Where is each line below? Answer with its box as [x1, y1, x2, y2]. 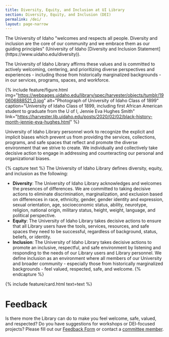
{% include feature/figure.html [5, 87, 68, 93]
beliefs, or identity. [12, 234, 51, 240]
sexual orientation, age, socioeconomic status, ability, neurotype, [12, 202, 148, 208]
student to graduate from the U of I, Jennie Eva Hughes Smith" [5, 108, 135, 114]
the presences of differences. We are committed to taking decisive [12, 186, 151, 192]
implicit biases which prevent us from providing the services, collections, [5, 134, 156, 140]
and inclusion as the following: [5, 171, 68, 177]
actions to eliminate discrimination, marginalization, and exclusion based [12, 191, 163, 197]
